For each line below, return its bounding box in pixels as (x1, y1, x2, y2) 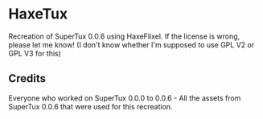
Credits (8, 72, 47, 85)
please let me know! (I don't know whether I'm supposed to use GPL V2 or (8, 39, 255, 49)
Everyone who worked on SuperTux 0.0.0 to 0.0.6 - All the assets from (8, 93, 241, 103)
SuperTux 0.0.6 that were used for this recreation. (8, 101, 173, 111)
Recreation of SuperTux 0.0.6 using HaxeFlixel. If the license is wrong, (8, 31, 240, 41)
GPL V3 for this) (8, 48, 62, 58)
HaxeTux (8, 5, 68, 23)
